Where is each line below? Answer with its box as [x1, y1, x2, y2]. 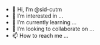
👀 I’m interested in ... [12, 12, 64, 19]
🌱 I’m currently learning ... [12, 19, 77, 26]
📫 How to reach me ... [12, 32, 68, 39]
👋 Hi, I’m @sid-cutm [12, 6, 62, 13]
